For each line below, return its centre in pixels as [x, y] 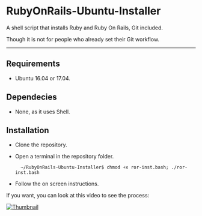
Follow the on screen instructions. [57, 184]
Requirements [33, 64]
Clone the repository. [41, 145]
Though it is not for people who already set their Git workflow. [83, 39]
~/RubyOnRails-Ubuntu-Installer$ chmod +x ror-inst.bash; [95, 167]
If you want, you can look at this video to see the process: [78, 196]
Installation [28, 130]
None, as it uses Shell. [42, 112]
